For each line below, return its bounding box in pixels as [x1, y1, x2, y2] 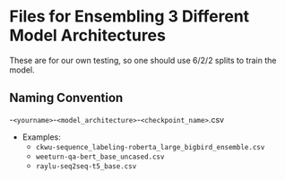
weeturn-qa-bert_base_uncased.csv [35, 152, 165, 161]
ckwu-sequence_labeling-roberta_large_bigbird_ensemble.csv [35, 142, 265, 151]
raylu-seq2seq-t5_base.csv [35, 161, 137, 171]
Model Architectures [9, 25, 166, 46]
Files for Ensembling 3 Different [9, 6, 250, 27]
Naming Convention [9, 90, 124, 106]
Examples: [22, 132, 61, 142]
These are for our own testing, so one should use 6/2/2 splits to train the [9, 55, 277, 65]
